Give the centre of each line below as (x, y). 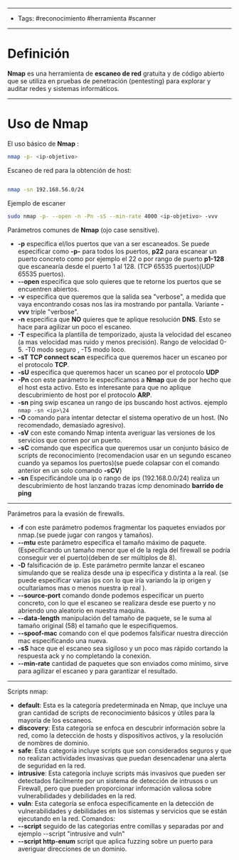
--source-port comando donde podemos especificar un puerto (111, 595)
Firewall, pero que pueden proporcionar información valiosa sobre (115, 788)
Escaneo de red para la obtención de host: (69, 170)
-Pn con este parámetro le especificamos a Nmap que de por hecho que (124, 379)
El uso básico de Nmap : (43, 144)
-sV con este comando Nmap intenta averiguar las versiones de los (116, 432)
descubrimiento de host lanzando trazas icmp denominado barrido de (121, 485)
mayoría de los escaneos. (55, 720)
